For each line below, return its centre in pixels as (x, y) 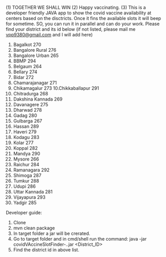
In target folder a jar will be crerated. (52, 233)
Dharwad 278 (28, 110)
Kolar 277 (23, 143)
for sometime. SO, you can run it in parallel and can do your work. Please (83, 24)
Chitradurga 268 (30, 94)
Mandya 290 (27, 154)
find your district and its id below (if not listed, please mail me (71, 29)
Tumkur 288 (26, 181)
